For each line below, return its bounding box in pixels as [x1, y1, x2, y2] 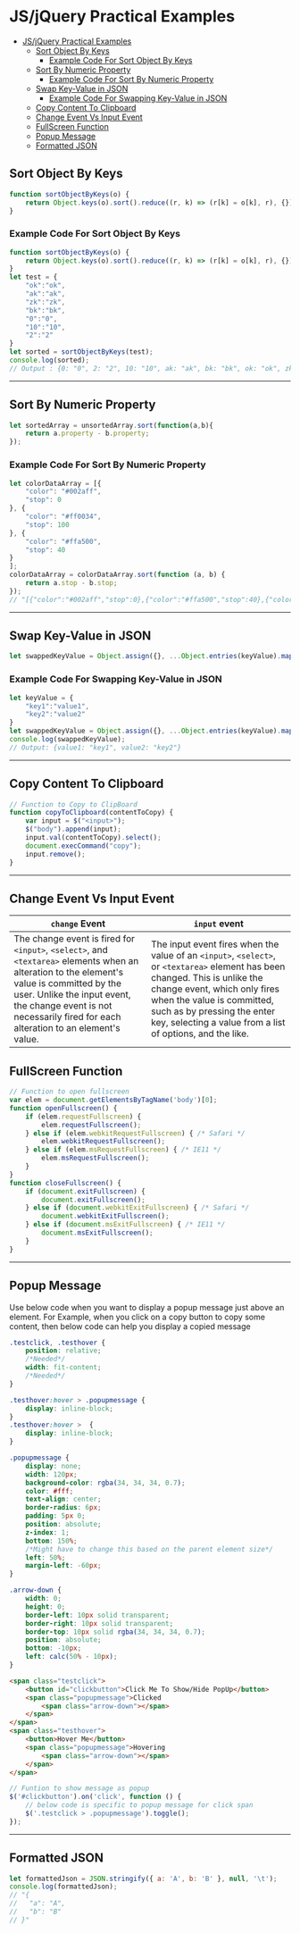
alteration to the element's [13, 966, 124, 979]
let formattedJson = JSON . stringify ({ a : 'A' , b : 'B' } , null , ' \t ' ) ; [9, 1874, 278, 1883]
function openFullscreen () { [9, 1103, 118, 1113]
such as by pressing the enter [151, 1005, 276, 1017]
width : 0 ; [25, 1594, 62, 1603]
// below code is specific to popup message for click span [25, 1801, 254, 1810]
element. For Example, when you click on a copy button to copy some [9, 1311, 266, 1322]
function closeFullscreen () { [9, 1178, 122, 1187]
